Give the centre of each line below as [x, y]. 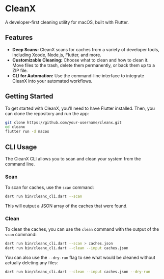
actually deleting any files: [31, 263]
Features [19, 38]
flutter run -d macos [27, 132]
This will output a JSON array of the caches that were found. [66, 206]
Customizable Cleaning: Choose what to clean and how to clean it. [80, 60]
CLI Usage [21, 147]
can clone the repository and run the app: [47, 113]
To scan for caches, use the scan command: [50, 187]
